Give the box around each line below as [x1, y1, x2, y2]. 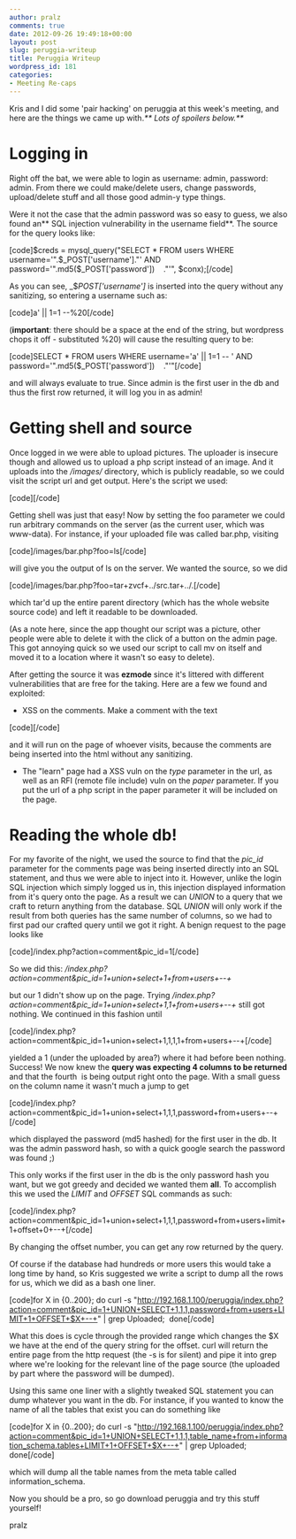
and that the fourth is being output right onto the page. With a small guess [9, 1072, 281, 1082]
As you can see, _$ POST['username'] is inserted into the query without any [9, 281, 284, 291]
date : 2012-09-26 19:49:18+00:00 [9, 29, 133, 38]
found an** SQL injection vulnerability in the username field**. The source [9, 218, 278, 228]
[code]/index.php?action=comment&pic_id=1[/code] [9, 946, 200, 957]
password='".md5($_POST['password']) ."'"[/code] [9, 360, 201, 371]
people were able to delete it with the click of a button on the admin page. [9, 633, 278, 643]
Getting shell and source [9, 418, 193, 438]
